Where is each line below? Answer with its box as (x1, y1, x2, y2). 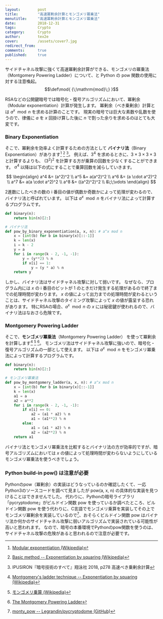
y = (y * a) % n (31, 265, 64, 270)
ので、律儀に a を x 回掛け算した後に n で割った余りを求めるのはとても (9, 115, 151, 121)
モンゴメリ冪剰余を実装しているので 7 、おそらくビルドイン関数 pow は (5, 511, 146, 518)
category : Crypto (5, 30, 51, 35)
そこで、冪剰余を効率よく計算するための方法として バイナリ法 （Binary (5, 145, 147, 151)
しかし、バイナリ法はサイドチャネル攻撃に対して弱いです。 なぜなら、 (5, 279, 146, 285)
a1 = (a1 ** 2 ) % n (31, 416, 66, 421)
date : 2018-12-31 (5, 20, 60, 26)
